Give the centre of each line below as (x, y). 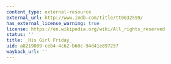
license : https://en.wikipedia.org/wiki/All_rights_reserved (86, 29)
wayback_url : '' (27, 52)
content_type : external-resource (49, 12)
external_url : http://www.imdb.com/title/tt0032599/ (75, 18)
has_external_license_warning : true (53, 23)
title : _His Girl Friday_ (39, 40)
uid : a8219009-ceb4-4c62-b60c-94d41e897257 (63, 46)
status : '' (20, 35)
